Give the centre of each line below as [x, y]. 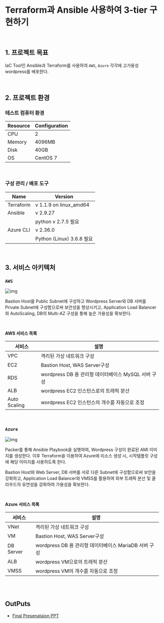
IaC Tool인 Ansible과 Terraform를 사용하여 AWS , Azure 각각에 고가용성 [72, 65]
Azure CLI [19, 230]
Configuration [51, 126]
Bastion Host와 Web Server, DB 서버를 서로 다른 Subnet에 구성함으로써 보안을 [81, 472]
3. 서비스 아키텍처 [30, 268]
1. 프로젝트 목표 [27, 53]
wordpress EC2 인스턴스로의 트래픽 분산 [85, 391]
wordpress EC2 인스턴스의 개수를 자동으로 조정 [93, 403]
